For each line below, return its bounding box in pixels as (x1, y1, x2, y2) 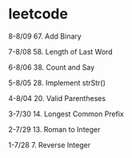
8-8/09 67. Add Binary (8, 31, 82, 41)
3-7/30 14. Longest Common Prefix (8, 109, 124, 119)
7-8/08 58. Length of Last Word (8, 47, 114, 56)
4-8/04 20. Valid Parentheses (8, 93, 106, 103)
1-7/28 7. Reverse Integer (8, 140, 90, 149)
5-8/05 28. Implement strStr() (8, 78, 106, 87)
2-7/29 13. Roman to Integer (8, 124, 101, 134)
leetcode (8, 5, 68, 23)
